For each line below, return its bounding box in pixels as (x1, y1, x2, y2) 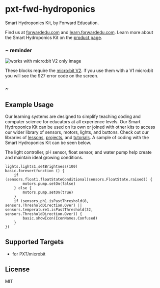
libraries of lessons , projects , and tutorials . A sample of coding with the (5, 134, 149, 140)
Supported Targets (5, 238, 64, 246)
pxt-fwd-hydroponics (5, 3, 96, 15)
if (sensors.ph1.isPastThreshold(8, (14, 198, 89, 203)
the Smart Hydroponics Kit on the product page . (5, 35, 102, 40)
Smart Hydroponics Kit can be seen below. (5, 140, 92, 145)
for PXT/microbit (12, 251, 46, 257)
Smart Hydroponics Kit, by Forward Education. (5, 20, 99, 26)
